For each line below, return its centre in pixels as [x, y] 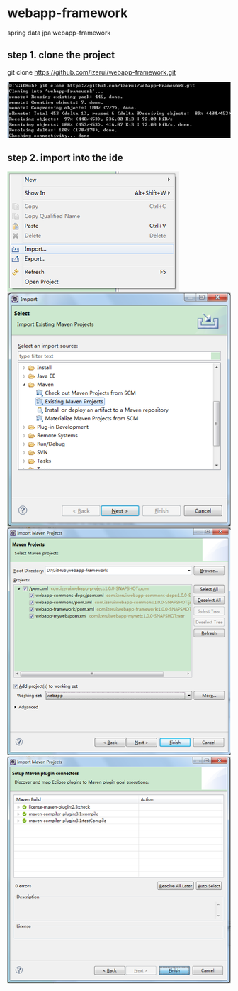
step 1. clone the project [61, 55]
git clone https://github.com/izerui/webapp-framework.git [92, 72]
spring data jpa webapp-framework [59, 33]
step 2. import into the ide [65, 158]
